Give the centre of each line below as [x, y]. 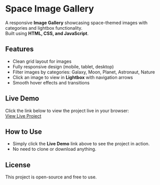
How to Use [24, 131]
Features [19, 49]
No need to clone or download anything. [55, 149]
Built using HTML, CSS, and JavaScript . [47, 33]
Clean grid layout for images [42, 61]
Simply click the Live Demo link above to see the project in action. [81, 144]
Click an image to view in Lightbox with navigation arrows [73, 77]
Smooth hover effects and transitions [51, 82]
